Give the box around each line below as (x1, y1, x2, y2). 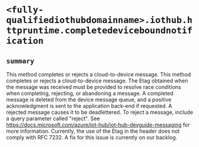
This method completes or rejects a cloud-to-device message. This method (6, 71, 191, 78)
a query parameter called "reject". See (6, 115, 100, 122)
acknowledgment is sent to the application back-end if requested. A (6, 103, 172, 109)
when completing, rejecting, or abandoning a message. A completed (6, 90, 174, 97)
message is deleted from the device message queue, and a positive (6, 96, 172, 103)
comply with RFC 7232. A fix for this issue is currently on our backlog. (6, 134, 178, 140)
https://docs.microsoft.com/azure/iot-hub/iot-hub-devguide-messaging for (6, 122, 190, 128)
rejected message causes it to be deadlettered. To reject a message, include (6, 108, 194, 116)
